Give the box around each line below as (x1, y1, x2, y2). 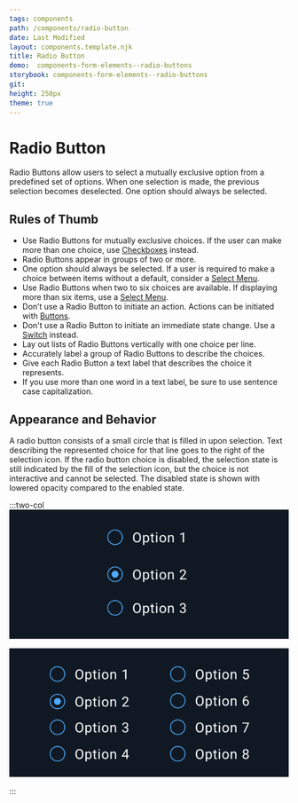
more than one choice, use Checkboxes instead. (21, 245, 200, 256)
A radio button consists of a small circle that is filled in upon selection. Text (9, 436, 283, 446)
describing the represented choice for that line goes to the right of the (9, 445, 265, 456)
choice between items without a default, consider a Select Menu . (21, 273, 260, 284)
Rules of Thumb (9, 211, 99, 226)
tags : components (9, 14, 74, 23)
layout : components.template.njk (9, 43, 133, 51)
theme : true (9, 98, 53, 107)
